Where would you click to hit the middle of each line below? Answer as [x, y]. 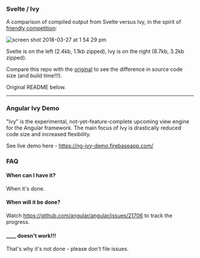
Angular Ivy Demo [33, 108]
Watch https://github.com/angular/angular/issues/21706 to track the [89, 215]
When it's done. [26, 188]
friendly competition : [32, 28]
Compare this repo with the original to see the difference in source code [94, 69]
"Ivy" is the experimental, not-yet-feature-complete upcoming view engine [98, 121]
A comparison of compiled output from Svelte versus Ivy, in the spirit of [94, 22]
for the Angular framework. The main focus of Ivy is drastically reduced [94, 128]
